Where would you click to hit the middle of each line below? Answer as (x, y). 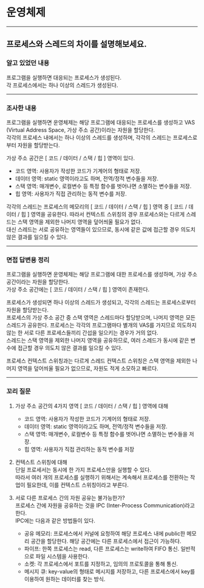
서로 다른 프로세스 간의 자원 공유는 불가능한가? (70, 497)
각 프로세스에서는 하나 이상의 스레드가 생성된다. (62, 85)
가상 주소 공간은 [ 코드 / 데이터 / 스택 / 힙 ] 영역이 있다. (71, 158)
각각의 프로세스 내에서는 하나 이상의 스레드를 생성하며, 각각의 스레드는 (89, 137)
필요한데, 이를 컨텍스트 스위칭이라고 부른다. (78, 485)
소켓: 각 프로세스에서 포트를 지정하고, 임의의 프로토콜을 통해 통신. (101, 564)
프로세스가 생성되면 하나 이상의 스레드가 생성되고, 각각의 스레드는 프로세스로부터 (101, 303)
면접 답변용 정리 (28, 260)
